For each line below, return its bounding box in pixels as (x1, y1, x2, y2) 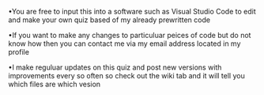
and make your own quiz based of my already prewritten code (8, 15, 211, 25)
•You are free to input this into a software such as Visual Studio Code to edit (8, 7, 256, 16)
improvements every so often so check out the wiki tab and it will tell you (8, 71, 245, 80)
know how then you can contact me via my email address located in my (8, 39, 241, 48)
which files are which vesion (8, 79, 101, 89)
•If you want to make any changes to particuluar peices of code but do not (8, 31, 251, 40)
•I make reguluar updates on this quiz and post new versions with (8, 63, 222, 72)
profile (8, 47, 30, 56)
